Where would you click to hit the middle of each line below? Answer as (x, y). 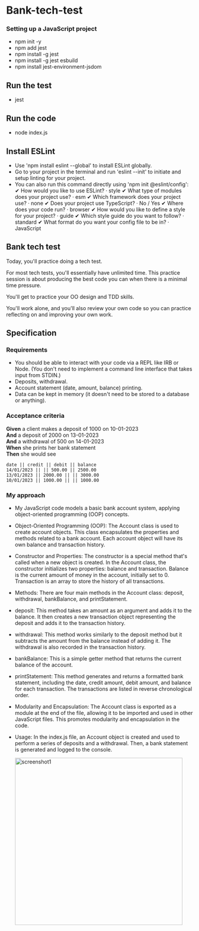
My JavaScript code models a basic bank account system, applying (97, 508)
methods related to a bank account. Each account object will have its (99, 539)
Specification (31, 333)
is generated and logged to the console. (63, 750)
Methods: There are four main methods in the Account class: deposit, (99, 593)
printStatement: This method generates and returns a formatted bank (99, 676)
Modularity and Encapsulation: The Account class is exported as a (95, 707)
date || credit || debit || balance (51, 465)
